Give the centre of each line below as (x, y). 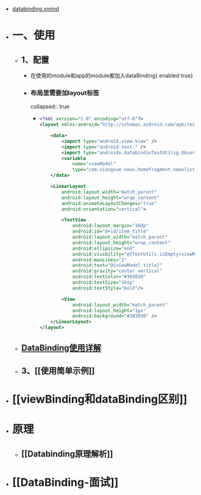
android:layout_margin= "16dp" (111, 226)
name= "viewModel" (94, 164)
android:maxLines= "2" (100, 260)
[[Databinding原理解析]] (67, 454)
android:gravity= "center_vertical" (117, 271)
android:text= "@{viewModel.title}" (117, 266)
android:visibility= (98, 254)
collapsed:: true (50, 107)
